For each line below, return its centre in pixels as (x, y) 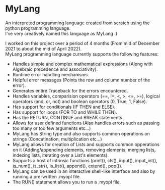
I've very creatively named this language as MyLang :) (61, 33)
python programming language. (38, 28)
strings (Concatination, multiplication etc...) (57, 139)
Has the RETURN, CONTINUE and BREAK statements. (68, 117)
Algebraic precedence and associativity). (55, 69)
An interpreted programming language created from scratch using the (77, 23)
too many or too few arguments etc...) (52, 128)
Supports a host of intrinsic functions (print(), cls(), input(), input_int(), (85, 160)
